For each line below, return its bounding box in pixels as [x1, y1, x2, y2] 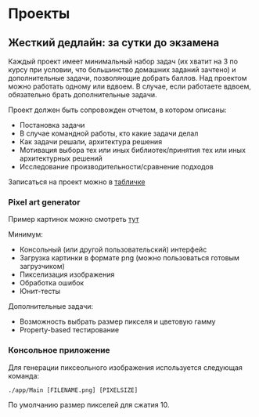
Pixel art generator [8, 197, 81, 208]
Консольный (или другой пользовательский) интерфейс [19, 245, 207, 255]
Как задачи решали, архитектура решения [19, 137, 163, 146]
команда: [8, 371, 40, 380]
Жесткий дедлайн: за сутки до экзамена [8, 36, 220, 49]
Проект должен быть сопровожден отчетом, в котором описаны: [8, 105, 227, 114]
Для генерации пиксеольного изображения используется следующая [8, 362, 243, 372]
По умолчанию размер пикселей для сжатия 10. [8, 400, 170, 409]
